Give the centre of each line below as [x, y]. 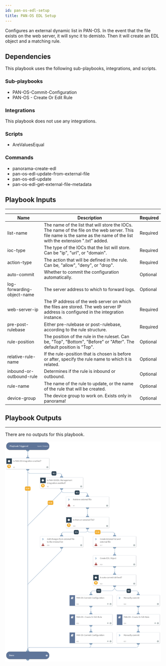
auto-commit [21, 275]
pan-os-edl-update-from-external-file [51, 174]
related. [52, 364]
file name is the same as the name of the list [88, 236]
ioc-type [16, 250]
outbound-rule [22, 376]
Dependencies [28, 56]
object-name [21, 295]
